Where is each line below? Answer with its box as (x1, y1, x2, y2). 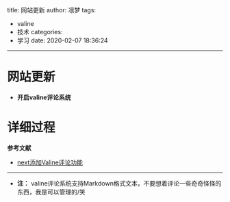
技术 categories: (16, 28, 63, 36)
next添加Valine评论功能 (16, 158, 84, 166)
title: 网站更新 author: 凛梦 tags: (7, 6, 97, 14)
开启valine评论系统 (16, 93, 71, 101)
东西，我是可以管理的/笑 (16, 188, 86, 196)
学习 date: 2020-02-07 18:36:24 (16, 36, 108, 45)
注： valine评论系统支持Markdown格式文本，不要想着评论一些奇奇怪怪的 (16, 179, 222, 187)
